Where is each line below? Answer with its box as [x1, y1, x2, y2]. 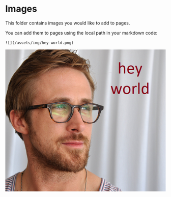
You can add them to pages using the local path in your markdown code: [5, 30, 158, 36]
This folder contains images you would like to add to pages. [5, 20, 130, 26]
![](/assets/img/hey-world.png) [5, 40, 74, 45]
